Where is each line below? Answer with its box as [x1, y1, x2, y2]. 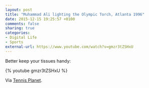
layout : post [5, 7, 33, 12]
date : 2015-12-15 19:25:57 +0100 [5, 16, 75, 21]
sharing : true [5, 26, 35, 31]
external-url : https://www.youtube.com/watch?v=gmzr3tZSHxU [5, 44, 134, 49]
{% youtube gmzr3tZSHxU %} [5, 68, 68, 74]
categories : [5, 30, 30, 35]
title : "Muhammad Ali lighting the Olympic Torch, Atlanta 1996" [5, 12, 144, 17]
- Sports [5, 40, 24, 45]
